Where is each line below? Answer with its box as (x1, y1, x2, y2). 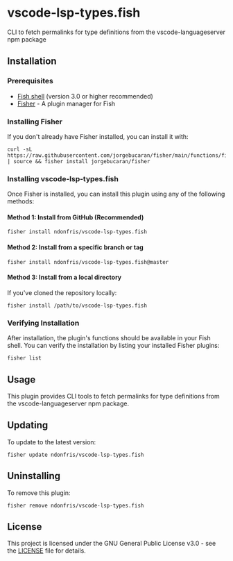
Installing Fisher (7, 117, 62, 126)
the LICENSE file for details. (7, 546, 87, 555)
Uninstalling (7, 470, 61, 482)
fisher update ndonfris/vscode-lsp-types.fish (7, 451, 144, 458)
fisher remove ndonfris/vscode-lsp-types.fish (7, 502, 144, 509)
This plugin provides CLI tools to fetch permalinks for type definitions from (7, 392, 220, 400)
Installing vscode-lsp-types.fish (7, 174, 119, 183)
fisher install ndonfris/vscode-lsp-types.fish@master (7, 258, 169, 265)
